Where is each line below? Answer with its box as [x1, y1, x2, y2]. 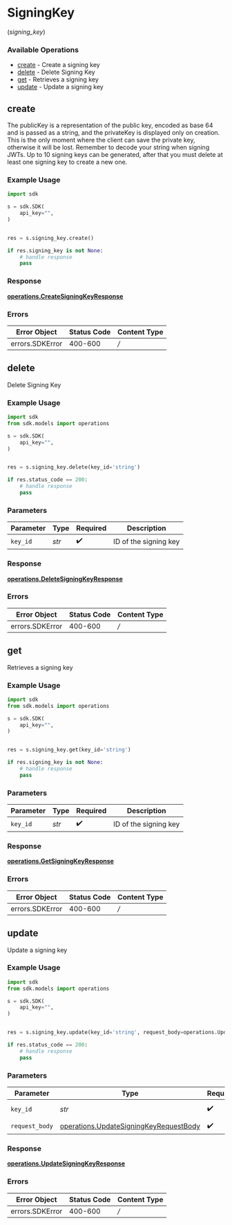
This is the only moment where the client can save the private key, [7, 136, 195, 144]
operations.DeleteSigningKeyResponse [7, 574, 123, 583]
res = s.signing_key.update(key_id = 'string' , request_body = [7, 1029, 184, 1036]
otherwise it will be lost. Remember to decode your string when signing [7, 143, 210, 151]
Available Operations [7, 45, 79, 55]
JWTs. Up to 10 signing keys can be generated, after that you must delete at [7, 151, 223, 159]
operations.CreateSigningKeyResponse [7, 292, 124, 300]
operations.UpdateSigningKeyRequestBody [59, 1121, 201, 1131]
